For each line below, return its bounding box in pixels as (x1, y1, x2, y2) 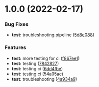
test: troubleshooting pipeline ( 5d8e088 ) (11, 32, 95, 38)
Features (4, 44, 26, 51)
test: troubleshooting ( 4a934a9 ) (11, 76, 77, 82)
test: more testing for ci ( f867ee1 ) (11, 55, 80, 61)
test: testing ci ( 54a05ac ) (11, 71, 64, 77)
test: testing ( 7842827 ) (11, 60, 59, 66)
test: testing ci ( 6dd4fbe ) (11, 65, 63, 71)
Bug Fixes (4, 21, 29, 28)
